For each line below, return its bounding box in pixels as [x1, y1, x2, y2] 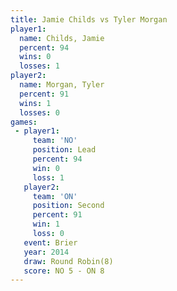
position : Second [32, 201, 105, 211]
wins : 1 [19, 98, 52, 108]
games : [10, 117, 38, 127]
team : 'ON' [32, 191, 78, 201]
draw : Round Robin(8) [23, 256, 114, 266]
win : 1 [32, 219, 60, 230]
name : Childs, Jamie [19, 33, 105, 43]
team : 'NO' [32, 136, 78, 146]
